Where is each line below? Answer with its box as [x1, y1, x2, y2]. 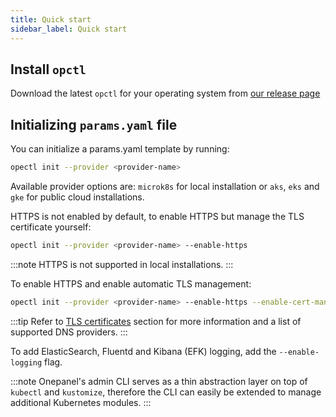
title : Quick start [10, 14, 92, 25]
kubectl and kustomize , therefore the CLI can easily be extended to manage [10, 386, 322, 398]
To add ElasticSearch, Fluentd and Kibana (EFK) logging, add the [10, 345, 277, 357]
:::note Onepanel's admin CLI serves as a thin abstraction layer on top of [10, 375, 308, 387]
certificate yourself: [10, 221, 92, 233]
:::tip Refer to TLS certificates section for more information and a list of [10, 315, 302, 327]
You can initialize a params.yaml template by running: [10, 143, 230, 155]
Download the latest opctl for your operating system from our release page [10, 87, 321, 100]
